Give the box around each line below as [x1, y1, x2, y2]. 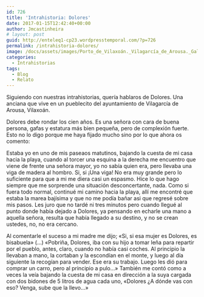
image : [6, 49, 23, 55]
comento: [6, 138, 30, 145]
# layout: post [6, 32, 45, 38]
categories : [6, 54, 36, 60]
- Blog [12, 71, 29, 77]
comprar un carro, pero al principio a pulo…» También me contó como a [6, 265, 186, 272]
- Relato [12, 77, 34, 83]
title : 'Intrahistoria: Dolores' [6, 15, 91, 21]
